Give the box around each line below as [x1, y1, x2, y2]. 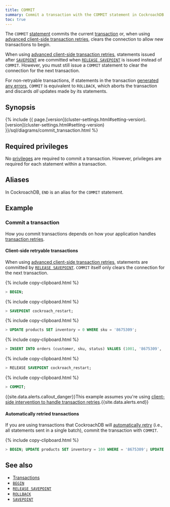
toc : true [5, 17, 26, 22]
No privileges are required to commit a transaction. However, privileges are [5, 155, 162, 162]
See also [5, 461, 33, 470]
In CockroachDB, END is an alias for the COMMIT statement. [5, 189, 124, 195]
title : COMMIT [5, 7, 35, 13]
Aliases [5, 176, 29, 184]
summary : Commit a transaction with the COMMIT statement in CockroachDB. [5, 12, 166, 17]
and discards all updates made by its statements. [5, 88, 108, 94]
